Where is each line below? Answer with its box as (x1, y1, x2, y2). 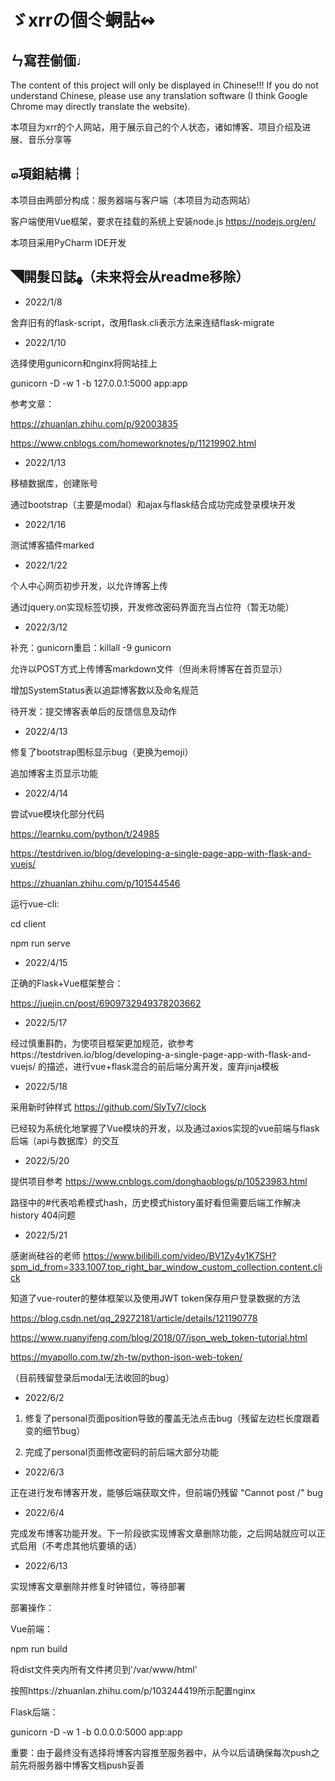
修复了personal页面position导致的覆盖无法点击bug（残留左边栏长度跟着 (24, 1412, 320, 1424)
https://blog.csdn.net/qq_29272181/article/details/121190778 (10, 1312, 258, 1324)
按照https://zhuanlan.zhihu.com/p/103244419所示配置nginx (10, 1684, 256, 1696)
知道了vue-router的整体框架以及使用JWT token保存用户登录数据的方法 (10, 1292, 301, 1304)
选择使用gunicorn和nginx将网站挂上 (10, 357, 158, 369)
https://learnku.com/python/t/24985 (10, 827, 160, 840)
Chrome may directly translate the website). (10, 101, 191, 112)
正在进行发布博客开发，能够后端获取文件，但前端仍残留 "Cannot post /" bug (10, 1486, 323, 1498)
